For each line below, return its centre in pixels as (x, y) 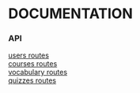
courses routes (33, 64)
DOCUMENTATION (70, 14)
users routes (29, 55)
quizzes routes (32, 80)
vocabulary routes (38, 73)
